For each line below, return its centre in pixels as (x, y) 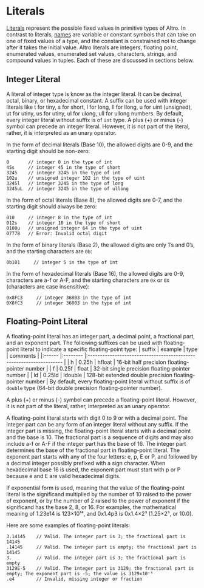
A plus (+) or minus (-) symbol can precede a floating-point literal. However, (101, 400)
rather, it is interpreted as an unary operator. (62, 132)
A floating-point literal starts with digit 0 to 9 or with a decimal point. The (97, 418)
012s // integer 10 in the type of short (63, 223)
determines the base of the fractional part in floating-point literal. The (93, 450)
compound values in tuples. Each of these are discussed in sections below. (100, 60)
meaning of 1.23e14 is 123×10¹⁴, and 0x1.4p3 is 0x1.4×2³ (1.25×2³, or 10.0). (100, 513)
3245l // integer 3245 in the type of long (65, 183)
